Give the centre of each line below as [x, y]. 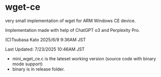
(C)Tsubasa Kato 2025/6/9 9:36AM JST [46, 39]
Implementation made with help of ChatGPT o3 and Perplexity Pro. [73, 30]
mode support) [27, 64]
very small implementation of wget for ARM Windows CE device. [70, 21]
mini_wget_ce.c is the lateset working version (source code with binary [84, 58]
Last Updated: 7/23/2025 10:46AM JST [45, 49]
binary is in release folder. [38, 69]
